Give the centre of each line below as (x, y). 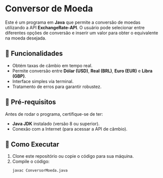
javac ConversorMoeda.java (40, 171)
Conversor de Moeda (49, 9)
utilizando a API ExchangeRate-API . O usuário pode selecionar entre (75, 27)
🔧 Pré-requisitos (31, 102)
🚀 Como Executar (32, 144)
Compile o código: (31, 162)
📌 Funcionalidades (34, 54)
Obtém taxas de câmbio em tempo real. (52, 65)
